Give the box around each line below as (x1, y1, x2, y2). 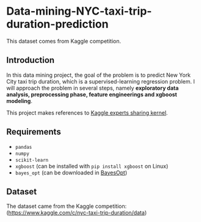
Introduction (6, 55, 55, 65)
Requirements (6, 127, 61, 137)
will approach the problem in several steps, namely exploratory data (6, 84, 179, 91)
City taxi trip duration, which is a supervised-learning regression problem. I (6, 77, 196, 85)
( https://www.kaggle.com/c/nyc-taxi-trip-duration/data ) (6, 209, 147, 217)
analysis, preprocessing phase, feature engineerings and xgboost (6, 90, 177, 98)
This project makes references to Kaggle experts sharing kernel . (6, 109, 168, 116)
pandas (15, 144, 32, 150)
